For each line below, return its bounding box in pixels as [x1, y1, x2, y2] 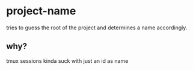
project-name [6, 4, 76, 18]
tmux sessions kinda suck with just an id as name [6, 57, 129, 64]
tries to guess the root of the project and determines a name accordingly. [6, 24, 188, 31]
